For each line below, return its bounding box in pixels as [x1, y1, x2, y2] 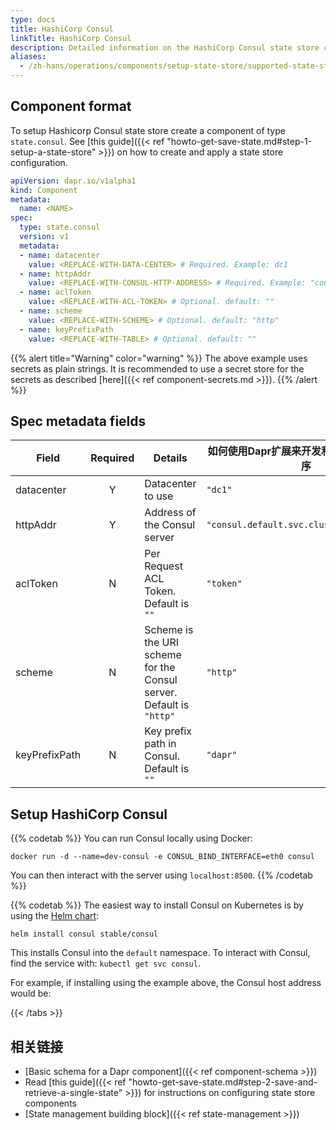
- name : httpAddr [19, 269, 92, 279]
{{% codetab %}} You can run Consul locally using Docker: [10, 832, 253, 845]
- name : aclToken [19, 287, 92, 298]
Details [153, 451, 188, 465]
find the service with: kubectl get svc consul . [10, 957, 201, 970]
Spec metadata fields [10, 412, 147, 430]
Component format [10, 98, 132, 115]
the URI [144, 636, 180, 650]
